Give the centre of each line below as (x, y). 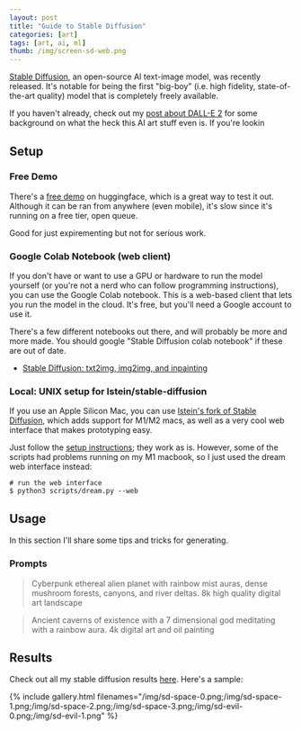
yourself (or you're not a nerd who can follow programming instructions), (144, 285)
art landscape (57, 602)
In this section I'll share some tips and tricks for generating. (119, 540)
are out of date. (38, 351)
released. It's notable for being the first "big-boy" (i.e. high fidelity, (133, 86)
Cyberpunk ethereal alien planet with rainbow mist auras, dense (149, 583)
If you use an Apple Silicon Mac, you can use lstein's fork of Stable (133, 411)
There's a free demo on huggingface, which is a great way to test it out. (142, 196)
